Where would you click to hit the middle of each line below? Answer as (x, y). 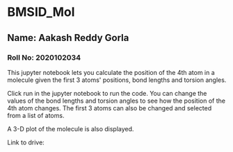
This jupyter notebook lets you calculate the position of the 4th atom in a (111, 72)
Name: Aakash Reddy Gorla (68, 38)
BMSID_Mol (41, 12)
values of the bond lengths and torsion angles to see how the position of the (116, 101)
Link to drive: (26, 142)
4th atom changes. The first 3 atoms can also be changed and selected (110, 108)
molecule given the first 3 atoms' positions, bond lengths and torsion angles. (117, 80)
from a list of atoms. (36, 115)
